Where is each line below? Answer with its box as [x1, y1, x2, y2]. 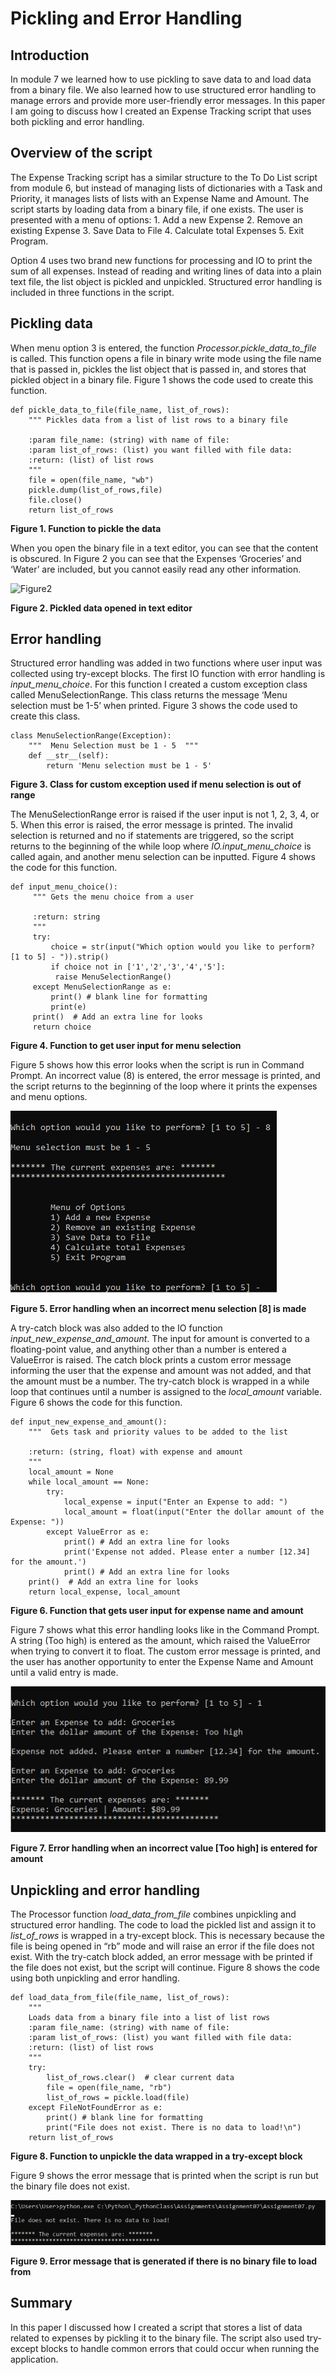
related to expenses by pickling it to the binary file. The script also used [10, 2332, 305, 2344]
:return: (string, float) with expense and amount [28, 1447, 244, 1457]
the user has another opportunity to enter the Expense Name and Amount [10, 1656, 314, 1668]
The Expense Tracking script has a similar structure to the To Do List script [10, 171, 318, 183]
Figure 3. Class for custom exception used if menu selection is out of [10, 778, 302, 791]
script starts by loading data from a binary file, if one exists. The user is [10, 203, 304, 215]
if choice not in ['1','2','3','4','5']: [50, 962, 226, 972]
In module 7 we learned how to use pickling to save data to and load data [10, 73, 312, 85]
